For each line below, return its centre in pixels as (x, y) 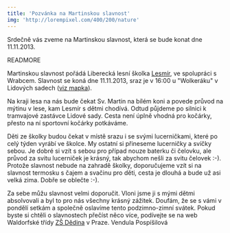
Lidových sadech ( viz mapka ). (50, 88)
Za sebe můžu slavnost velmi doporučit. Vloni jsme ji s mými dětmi (101, 193)
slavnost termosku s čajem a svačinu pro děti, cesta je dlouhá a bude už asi (114, 173)
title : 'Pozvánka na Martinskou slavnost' (69, 13)
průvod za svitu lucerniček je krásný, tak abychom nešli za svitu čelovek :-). (114, 158)
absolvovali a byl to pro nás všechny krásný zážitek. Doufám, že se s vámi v (114, 200)
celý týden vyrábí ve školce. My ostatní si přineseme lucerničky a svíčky (109, 143)
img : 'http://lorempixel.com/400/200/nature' (73, 20)
